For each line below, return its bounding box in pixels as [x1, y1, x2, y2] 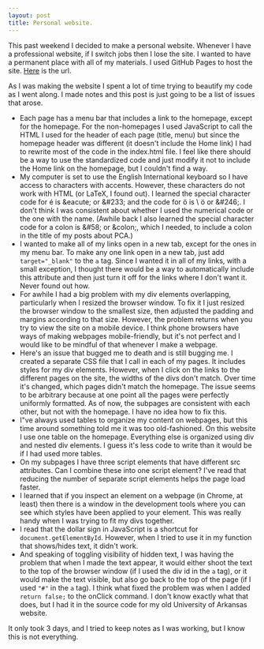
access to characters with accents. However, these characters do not [19, 180, 246, 189]
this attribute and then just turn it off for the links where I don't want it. [19, 272, 247, 282]
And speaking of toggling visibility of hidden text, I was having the [19, 550, 234, 559]
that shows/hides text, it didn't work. [19, 541, 139, 550]
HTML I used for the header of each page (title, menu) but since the [19, 129, 240, 139]
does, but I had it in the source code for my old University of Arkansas [19, 599, 247, 609]
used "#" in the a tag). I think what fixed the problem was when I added [19, 583, 251, 592]
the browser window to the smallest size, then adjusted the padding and [19, 306, 254, 316]
